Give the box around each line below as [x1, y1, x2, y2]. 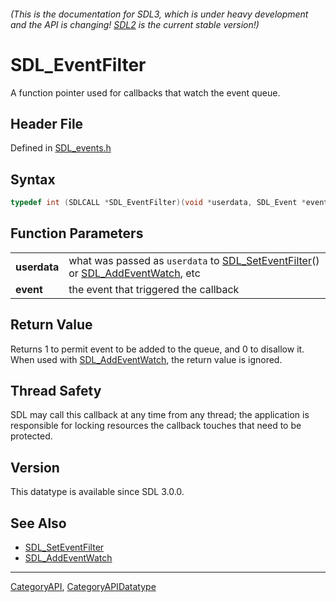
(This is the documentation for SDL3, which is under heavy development [10, 8, 309, 20]
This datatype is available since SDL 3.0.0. [10, 486, 185, 498]
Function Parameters [10, 225, 144, 242]
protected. [10, 430, 53, 442]
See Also [10, 515, 67, 532]
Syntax [10, 171, 56, 188]
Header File [10, 115, 84, 132]
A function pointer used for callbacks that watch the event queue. [10, 86, 281, 99]
